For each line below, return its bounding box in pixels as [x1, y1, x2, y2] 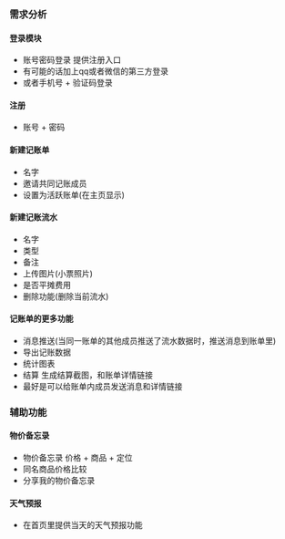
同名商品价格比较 [22, 463, 87, 475]
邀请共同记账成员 [22, 178, 87, 189]
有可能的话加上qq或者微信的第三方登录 [22, 66, 168, 77]
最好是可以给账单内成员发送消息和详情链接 [22, 380, 183, 391]
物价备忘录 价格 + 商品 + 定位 [22, 452, 134, 463]
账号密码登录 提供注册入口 [22, 55, 121, 66]
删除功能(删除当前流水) [22, 290, 109, 302]
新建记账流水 [9, 212, 57, 223]
